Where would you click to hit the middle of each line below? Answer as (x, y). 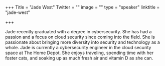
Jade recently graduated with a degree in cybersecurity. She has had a (78, 32)
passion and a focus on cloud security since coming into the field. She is (80, 37)
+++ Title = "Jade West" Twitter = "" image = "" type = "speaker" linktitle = (82, 7)
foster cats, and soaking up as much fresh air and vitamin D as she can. (79, 58)
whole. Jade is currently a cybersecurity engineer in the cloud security (78, 47)
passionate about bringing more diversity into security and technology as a (83, 42)
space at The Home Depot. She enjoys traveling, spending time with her (79, 53)
